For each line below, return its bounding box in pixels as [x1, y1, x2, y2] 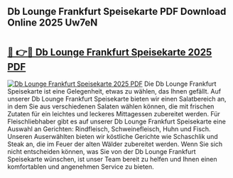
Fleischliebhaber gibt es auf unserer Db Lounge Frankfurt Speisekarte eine [7, 117, 226, 126]
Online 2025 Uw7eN [7, 17, 98, 29]
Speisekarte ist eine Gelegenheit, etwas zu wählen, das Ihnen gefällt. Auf [7, 87, 222, 95]
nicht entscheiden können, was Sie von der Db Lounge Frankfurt [7, 148, 197, 155]
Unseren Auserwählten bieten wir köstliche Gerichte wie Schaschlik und [7, 133, 218, 140]
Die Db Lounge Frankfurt [144, 79, 217, 88]
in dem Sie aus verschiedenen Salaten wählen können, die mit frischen [7, 102, 215, 111]
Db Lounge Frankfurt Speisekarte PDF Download [7, 6, 227, 18]
